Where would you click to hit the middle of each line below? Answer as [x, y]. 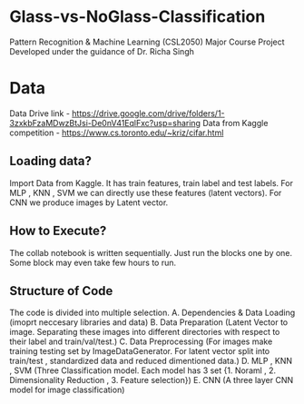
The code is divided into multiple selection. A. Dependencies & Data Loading [152, 313]
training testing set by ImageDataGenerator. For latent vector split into [140, 351]
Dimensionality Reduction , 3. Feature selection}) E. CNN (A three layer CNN [152, 380]
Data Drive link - [40, 113]
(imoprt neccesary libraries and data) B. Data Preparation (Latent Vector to [149, 322]
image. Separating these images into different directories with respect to [145, 332]
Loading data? [51, 161]
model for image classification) [67, 390]
